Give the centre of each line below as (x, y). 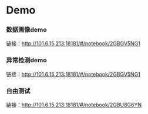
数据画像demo (26, 30)
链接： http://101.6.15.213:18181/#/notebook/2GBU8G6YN (74, 105)
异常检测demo (26, 61)
